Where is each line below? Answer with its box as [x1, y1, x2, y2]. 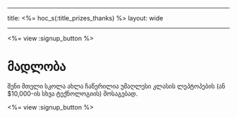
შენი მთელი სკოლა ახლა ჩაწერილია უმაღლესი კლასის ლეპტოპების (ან [7, 81, 226, 90]
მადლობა [7, 59, 66, 74]
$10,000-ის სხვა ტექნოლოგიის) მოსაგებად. [7, 89, 138, 98]
